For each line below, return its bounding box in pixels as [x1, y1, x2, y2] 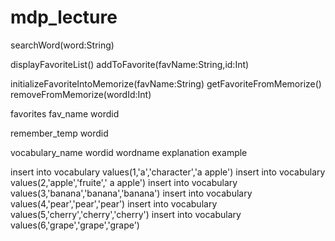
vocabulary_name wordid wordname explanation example [10, 146, 248, 158]
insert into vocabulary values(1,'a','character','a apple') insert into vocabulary [10, 166, 326, 178]
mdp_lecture [10, 6, 118, 29]
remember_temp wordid [10, 127, 109, 139]
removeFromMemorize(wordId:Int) [10, 88, 152, 100]
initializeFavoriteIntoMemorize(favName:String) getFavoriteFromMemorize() [10, 77, 322, 90]
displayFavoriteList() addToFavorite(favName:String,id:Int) [10, 58, 250, 70]
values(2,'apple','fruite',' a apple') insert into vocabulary [10, 176, 238, 188]
